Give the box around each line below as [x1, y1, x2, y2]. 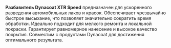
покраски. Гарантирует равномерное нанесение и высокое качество [5, 26, 157, 32]
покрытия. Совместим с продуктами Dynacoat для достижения [5, 32, 144, 37]
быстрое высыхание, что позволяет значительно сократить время [5, 15, 152, 21]
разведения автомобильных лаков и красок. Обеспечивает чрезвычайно [5, 10, 166, 16]
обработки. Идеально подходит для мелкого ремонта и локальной [5, 20, 152, 27]
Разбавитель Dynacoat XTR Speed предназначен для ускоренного [5, 5, 152, 10]
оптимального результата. [5, 37, 63, 43]
